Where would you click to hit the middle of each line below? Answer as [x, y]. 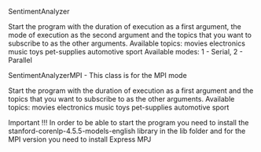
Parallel [20, 60]
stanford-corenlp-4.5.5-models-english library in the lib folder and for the [127, 131]
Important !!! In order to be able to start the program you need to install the [129, 122]
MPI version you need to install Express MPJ [80, 139]
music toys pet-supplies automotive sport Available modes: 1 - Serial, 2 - [126, 52]
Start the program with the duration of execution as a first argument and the [131, 91]
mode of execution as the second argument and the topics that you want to [130, 35]
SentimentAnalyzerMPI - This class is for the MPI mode [97, 75]
